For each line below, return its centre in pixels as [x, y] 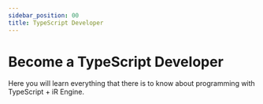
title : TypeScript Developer [56, 23]
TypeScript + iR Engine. [46, 92]
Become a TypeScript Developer [116, 62]
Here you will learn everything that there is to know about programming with [132, 84]
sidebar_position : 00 [44, 15]
